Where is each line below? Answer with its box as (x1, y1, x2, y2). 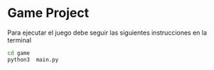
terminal (7, 35, 32, 44)
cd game (7, 49, 31, 57)
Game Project (7, 5, 90, 21)
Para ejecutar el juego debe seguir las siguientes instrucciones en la (7, 28, 208, 37)
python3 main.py (7, 56, 59, 63)
